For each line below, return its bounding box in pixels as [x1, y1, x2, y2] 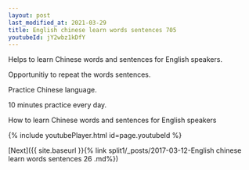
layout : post [8, 11, 51, 20]
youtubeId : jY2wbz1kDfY [8, 33, 86, 42]
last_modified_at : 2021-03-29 [8, 19, 107, 27]
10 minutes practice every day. [8, 100, 107, 110]
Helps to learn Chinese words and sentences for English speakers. [8, 55, 223, 64]
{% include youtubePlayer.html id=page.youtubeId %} [8, 131, 182, 140]
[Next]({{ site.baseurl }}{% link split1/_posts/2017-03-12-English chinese [8, 146, 242, 155]
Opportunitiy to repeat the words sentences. [8, 70, 151, 79]
